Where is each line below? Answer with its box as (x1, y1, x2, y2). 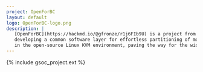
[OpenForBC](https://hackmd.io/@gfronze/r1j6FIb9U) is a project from (14, 31, 196, 37)
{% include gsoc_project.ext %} (6, 58, 86, 66)
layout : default (6, 14, 47, 20)
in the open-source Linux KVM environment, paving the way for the (14, 43, 188, 49)
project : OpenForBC (6, 8, 56, 15)
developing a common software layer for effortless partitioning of (14, 37, 190, 43)
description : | (6, 25, 45, 32)
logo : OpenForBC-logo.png (6, 20, 71, 26)
